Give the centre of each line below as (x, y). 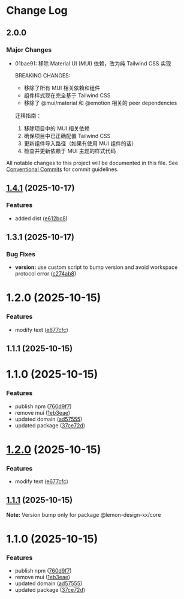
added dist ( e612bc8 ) (41, 218)
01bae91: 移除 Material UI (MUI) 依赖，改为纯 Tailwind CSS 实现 (93, 63)
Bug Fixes (21, 254)
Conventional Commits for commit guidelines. (62, 169)
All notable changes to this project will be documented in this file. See (92, 163)
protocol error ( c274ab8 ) (46, 274)
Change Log (37, 11)
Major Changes (29, 50)
